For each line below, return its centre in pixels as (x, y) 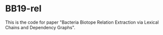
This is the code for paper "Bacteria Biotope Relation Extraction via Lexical (82, 22)
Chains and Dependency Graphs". (40, 27)
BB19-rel (23, 9)
